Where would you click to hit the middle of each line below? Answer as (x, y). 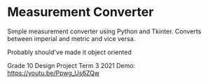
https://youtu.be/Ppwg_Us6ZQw (54, 73)
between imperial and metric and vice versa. (71, 38)
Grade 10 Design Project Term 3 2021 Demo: (71, 65)
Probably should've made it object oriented (69, 52)
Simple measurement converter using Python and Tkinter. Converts (104, 31)
